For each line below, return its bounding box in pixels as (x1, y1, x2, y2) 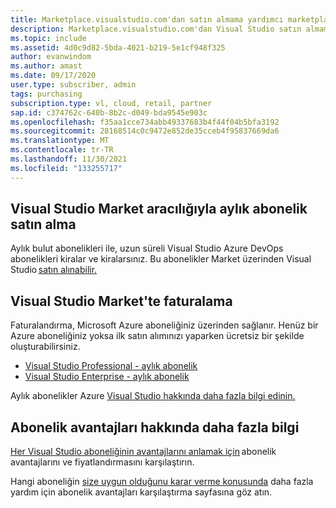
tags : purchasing (10, 89, 83, 99)
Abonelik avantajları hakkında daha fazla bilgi (10, 419, 300, 436)
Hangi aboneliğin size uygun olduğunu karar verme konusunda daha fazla (10, 476, 314, 488)
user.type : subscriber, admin (10, 80, 137, 90)
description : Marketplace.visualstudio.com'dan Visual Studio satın (10, 24, 302, 34)
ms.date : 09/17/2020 (10, 71, 97, 81)
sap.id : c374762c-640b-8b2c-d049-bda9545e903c (10, 107, 208, 118)
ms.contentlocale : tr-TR (10, 145, 114, 155)
